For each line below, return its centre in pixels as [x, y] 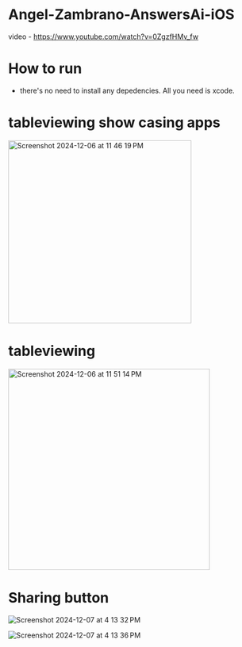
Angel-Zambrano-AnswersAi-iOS [121, 15]
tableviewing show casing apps [114, 123]
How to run [45, 69]
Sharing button [59, 597]
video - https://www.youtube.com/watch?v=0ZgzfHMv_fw [104, 36]
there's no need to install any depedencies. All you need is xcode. [127, 90]
